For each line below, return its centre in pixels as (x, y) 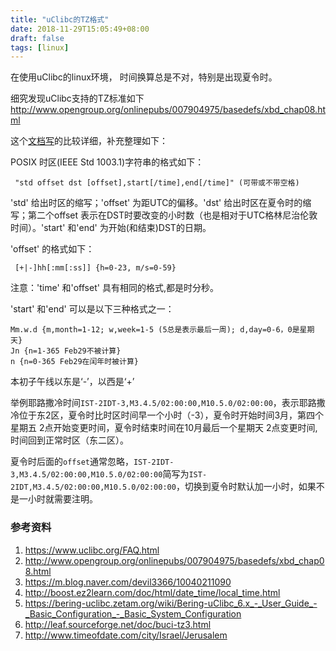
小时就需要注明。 (62, 499)
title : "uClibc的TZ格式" (60, 19)
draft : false (37, 38)
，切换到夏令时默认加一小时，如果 (246, 487)
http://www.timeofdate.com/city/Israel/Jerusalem (126, 635)
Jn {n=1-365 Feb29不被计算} (66, 351)
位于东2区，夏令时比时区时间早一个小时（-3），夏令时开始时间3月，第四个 (171, 415)
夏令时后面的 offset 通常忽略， (72, 462)
